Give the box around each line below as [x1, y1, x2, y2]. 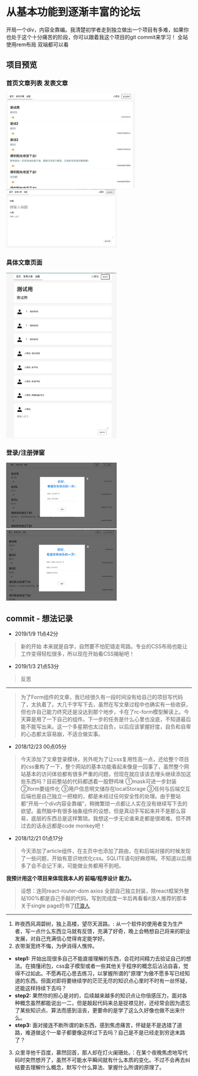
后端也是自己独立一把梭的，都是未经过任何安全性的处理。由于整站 [20, 792, 181, 800]
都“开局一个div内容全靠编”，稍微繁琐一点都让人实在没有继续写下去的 [20, 800, 187, 807]
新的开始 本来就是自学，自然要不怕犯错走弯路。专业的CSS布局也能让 [20, 643, 187, 650]
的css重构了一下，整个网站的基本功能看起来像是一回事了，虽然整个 [20, 763, 184, 770]
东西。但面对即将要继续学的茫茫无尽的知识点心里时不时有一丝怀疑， [25, 977, 190, 984]
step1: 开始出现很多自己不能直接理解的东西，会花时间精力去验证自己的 [14, 955, 186, 962]
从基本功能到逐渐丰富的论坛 [6, 5, 141, 19]
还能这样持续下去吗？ [14, 985, 67, 992]
